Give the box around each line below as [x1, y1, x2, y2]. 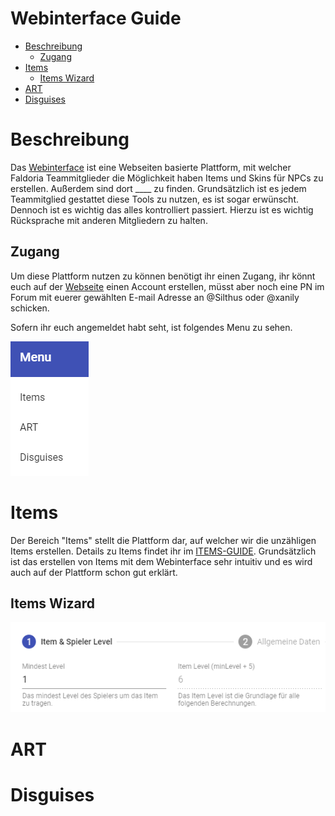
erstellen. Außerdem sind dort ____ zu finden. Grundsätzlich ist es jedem [10, 182, 307, 194]
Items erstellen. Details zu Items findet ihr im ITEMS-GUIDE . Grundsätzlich [10, 545, 317, 557]
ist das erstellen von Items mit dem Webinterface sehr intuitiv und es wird [10, 555, 313, 567]
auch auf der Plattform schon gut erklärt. [10, 566, 178, 578]
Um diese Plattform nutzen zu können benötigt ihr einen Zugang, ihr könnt [10, 270, 316, 282]
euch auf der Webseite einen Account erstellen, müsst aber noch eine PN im [10, 280, 325, 292]
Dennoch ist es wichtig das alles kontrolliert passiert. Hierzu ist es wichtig [10, 203, 314, 216]
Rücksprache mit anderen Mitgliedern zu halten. [10, 214, 208, 226]
